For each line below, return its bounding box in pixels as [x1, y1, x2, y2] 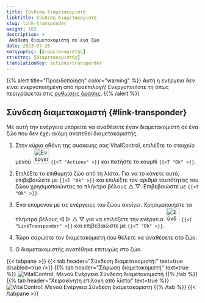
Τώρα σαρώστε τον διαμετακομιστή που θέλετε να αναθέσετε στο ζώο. [15, 234, 197, 241]
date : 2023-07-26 [6, 43, 51, 49]
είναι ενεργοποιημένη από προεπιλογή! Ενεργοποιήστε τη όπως [6, 83, 170, 90]
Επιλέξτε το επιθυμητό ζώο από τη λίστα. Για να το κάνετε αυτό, [15, 170, 180, 177]
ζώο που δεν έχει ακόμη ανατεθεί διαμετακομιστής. [6, 130, 138, 137]
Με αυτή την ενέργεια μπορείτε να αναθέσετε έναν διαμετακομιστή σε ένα [6, 123, 199, 131]
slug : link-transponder [6, 20, 67, 26]
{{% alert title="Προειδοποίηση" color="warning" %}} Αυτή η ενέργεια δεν [6, 77, 195, 84]
